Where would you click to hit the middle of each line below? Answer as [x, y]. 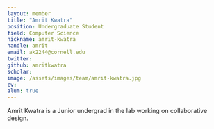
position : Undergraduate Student [56, 26]
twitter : [20, 59]
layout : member [29, 14]
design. [18, 118]
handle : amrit [28, 46]
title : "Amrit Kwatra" [40, 20]
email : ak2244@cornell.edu [46, 53]
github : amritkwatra [37, 65]
